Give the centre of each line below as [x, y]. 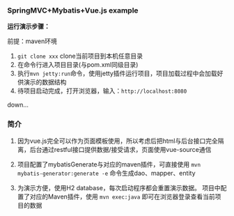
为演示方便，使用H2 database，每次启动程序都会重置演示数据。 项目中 [119, 187]
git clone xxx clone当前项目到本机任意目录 [80, 56]
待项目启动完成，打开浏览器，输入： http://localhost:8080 [102, 91]
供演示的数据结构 [42, 82]
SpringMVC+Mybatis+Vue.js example [73, 10]
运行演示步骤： [29, 26]
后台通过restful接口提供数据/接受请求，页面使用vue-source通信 [120, 149]
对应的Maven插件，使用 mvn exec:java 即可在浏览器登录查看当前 [123, 196]
